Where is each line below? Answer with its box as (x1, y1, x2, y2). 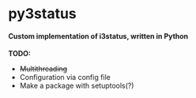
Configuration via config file (19, 73, 111, 82)
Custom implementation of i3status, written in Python (8, 31, 189, 40)
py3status (8, 5, 77, 23)
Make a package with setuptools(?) (19, 81, 134, 91)
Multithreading (19, 64, 68, 73)
